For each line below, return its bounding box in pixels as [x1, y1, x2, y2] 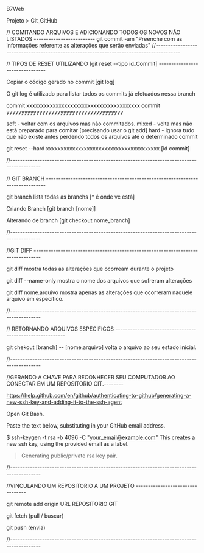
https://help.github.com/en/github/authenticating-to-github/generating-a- [6, 392, 192, 399]
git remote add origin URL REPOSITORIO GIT [6, 501, 118, 507]
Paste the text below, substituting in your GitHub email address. [6, 422, 166, 429]
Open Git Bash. [6, 410, 44, 417]
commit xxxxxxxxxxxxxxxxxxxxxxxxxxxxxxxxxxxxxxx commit [6, 102, 160, 109]
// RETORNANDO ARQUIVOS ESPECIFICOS [6, 325, 114, 333]
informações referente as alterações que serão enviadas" [6, 42, 151, 49]
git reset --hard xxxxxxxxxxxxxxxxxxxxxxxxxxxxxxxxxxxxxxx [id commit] [6, 145, 190, 152]
